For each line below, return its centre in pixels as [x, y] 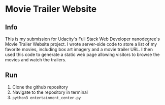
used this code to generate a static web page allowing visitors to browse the [82, 54]
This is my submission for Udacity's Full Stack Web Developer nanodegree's [82, 39]
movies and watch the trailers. [36, 60]
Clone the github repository [40, 87]
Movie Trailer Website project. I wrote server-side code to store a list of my [81, 44]
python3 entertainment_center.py [47, 98]
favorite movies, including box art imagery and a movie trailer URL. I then [79, 49]
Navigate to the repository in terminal [50, 92]
